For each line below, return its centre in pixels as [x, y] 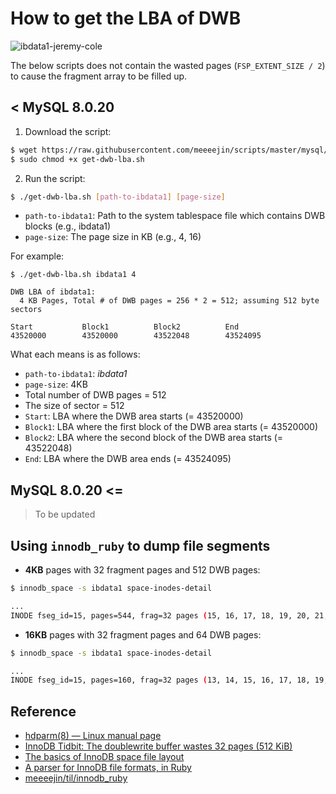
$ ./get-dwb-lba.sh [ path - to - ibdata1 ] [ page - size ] [118, 197]
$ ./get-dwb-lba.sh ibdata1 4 [73, 275]
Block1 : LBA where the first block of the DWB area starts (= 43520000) [171, 427]
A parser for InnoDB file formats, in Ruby [108, 768]
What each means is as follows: [75, 354]
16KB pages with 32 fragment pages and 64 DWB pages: [143, 634]
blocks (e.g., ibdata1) [68, 226]
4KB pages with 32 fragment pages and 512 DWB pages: [142, 570]
